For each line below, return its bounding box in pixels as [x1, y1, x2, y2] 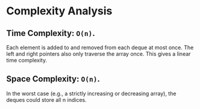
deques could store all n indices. [6, 96, 87, 103]
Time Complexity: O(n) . [6, 28, 95, 38]
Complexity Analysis [6, 4, 113, 18]
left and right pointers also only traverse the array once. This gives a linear [6, 50, 191, 57]
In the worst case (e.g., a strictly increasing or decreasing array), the [6, 90, 177, 97]
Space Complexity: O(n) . [6, 74, 101, 84]
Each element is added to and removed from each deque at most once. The [6, 44, 194, 51]
